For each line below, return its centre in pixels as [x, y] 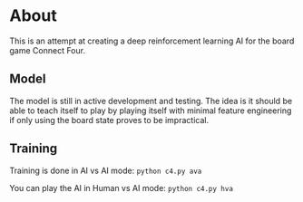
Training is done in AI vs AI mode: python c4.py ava [106, 170]
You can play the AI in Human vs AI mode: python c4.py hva [122, 188]
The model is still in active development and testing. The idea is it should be [151, 101]
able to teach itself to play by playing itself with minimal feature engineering [151, 111]
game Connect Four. [48, 50]
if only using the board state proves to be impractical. [109, 120]
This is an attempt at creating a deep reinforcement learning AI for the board [152, 41]
